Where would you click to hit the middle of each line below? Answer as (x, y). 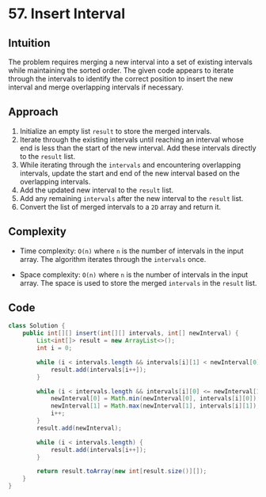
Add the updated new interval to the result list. (97, 190)
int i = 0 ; (55, 348)
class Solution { (37, 326)
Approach (33, 112)
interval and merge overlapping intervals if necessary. (96, 87)
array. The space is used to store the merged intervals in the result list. (138, 283)
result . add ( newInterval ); (80, 428)
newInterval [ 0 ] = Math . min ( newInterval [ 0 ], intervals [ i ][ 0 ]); (155, 399)
